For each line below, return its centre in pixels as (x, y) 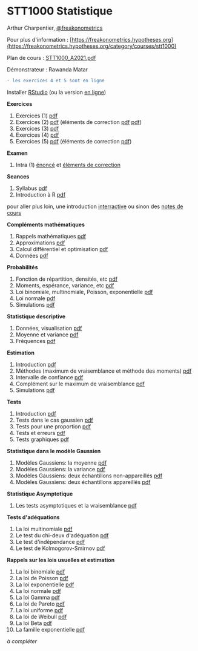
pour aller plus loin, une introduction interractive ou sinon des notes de (95, 206)
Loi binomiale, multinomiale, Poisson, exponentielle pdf (84, 292)
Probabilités (22, 267)
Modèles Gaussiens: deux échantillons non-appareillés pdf (89, 476)
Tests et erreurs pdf (40, 433)
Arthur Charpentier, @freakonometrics (55, 28)
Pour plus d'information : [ (39, 39)
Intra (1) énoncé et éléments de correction (68, 165)
